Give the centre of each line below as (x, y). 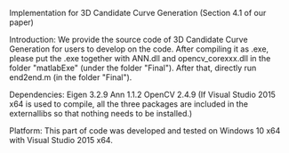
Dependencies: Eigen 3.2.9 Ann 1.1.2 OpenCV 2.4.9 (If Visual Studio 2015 (142, 94)
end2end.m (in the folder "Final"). (71, 77)
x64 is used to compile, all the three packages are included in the (129, 104)
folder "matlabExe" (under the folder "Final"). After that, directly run (133, 68)
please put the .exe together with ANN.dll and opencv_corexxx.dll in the (140, 58)
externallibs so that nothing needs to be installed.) (101, 113)
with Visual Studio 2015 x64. (61, 140)
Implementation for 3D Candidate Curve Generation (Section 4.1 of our (138, 13)
